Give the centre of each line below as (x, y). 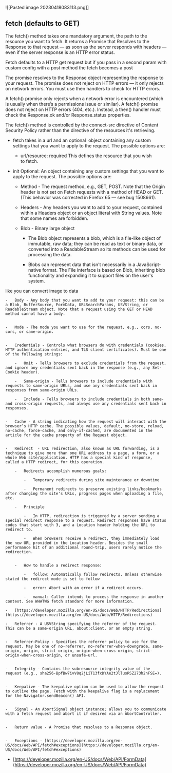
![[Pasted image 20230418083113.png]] (47, 7)
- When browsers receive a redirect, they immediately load (92, 538)
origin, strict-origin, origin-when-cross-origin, (79, 651)
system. (36, 281)
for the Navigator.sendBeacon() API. (46, 695)
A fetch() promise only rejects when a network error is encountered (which (84, 98)
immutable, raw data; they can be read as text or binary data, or (95, 243)
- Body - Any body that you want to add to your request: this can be (85, 300)
